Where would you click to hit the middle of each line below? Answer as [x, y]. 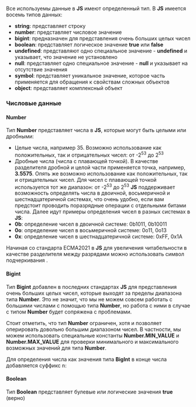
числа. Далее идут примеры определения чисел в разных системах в [102, 212]
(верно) [16, 398]
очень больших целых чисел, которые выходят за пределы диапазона [94, 293]
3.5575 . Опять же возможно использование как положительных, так [101, 173]
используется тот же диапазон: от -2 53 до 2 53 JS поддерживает [95, 187]
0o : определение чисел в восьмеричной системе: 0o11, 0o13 [90, 230]
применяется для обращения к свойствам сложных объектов [92, 82]
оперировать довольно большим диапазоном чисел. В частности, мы [94, 329]
